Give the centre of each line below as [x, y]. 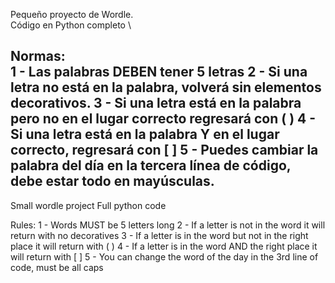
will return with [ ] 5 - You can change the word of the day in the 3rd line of [164, 256]
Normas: [38, 56]
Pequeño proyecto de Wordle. [72, 14]
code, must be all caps [57, 267]
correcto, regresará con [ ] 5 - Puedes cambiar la [164, 150]
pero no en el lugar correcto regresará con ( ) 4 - [163, 119]
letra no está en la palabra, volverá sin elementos [166, 87]
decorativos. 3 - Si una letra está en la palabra [156, 103]
